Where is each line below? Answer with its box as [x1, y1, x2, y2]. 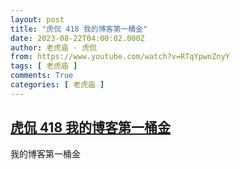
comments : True [10, 71, 74, 81]
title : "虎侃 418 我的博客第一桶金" [10, 24, 148, 34]
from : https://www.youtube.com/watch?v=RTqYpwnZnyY [10, 52, 230, 62]
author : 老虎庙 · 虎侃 [10, 42, 98, 53]
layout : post [10, 14, 65, 25]
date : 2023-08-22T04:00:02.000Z [10, 33, 145, 43]
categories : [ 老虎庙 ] [10, 80, 105, 90]
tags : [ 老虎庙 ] [10, 61, 78, 71]
